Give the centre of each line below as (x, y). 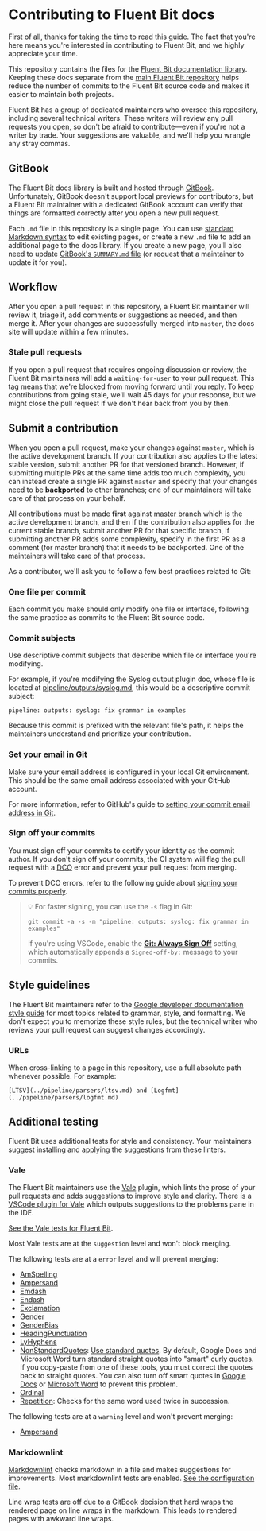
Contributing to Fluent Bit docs (112, 15)
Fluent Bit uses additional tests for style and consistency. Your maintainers (130, 1141)
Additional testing (54, 1122)
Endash (32, 1300)
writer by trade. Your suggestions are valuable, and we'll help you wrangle (129, 135)
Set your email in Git (48, 754)
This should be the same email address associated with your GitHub (120, 780)
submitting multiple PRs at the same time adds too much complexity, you (127, 473)
